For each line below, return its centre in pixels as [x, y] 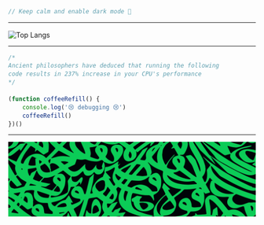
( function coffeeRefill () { [54, 99]
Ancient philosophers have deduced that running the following [114, 66]
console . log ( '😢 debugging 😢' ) [74, 107]
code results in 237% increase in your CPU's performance [105, 74]
